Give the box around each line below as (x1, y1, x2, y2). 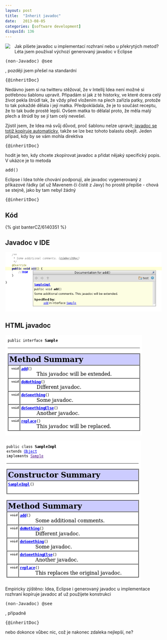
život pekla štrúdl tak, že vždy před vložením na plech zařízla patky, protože (5, 97, 161, 103)
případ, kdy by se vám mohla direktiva (5, 133, 83, 139)
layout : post (5, 8, 32, 13)
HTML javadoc (5, 321, 51, 330)
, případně (5, 610, 26, 616)
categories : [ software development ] (5, 24, 81, 29)
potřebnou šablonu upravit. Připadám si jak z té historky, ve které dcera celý (5, 92, 162, 98)
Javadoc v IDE (5, 239, 50, 247)
